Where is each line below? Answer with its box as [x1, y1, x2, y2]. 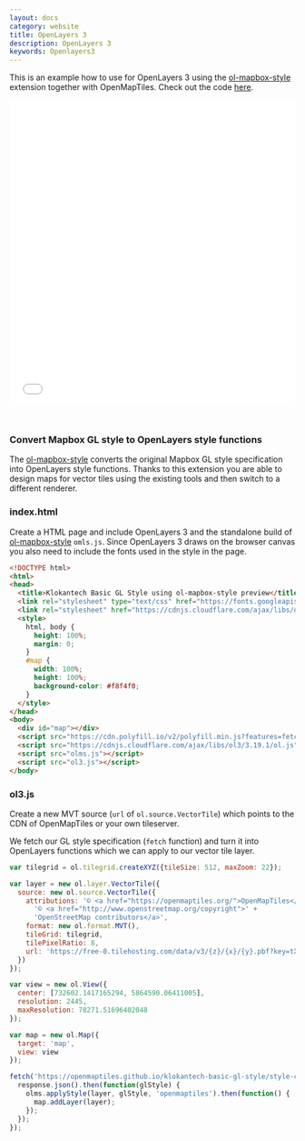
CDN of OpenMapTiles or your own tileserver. [9, 817, 180, 828]
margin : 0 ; [33, 639, 75, 648]
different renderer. [9, 483, 78, 494]
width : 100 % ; [33, 665, 84, 674]
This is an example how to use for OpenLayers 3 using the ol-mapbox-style [9, 72, 291, 83]
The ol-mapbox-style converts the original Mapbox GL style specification [9, 454, 283, 465]
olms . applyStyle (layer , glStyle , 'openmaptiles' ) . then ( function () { [25, 1089, 290, 1098]
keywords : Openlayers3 [9, 47, 95, 56]
